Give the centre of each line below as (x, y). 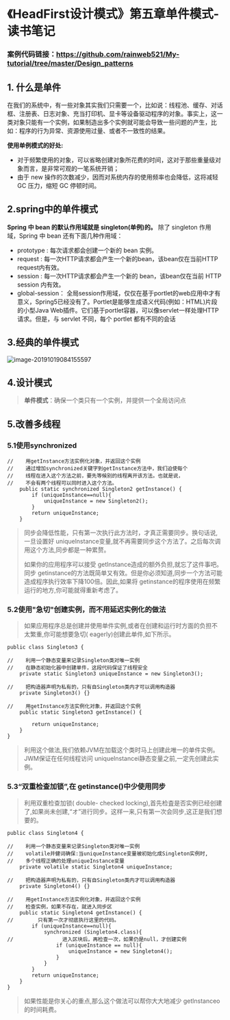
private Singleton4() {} (55, 886)
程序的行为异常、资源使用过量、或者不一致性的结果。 (94, 130)
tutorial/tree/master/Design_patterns (70, 64)
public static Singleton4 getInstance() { (81, 912)
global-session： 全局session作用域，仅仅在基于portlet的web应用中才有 (119, 293)
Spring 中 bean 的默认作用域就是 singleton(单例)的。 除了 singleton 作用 (109, 227)
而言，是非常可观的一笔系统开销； (71, 168)
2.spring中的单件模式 (52, 209)
